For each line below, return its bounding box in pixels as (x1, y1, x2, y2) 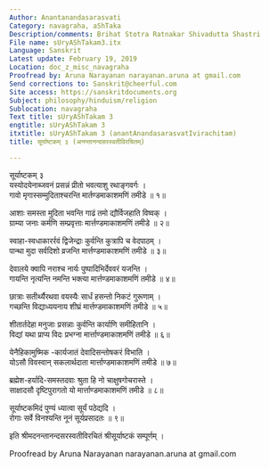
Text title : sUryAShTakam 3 (9, 112, 114, 121)
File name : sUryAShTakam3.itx (9, 37, 122, 47)
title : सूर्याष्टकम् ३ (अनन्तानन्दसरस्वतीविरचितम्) (9, 137, 145, 146)
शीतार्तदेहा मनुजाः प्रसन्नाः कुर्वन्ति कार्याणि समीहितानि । (9, 318, 156, 330)
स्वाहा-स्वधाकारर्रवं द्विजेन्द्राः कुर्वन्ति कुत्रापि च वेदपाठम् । (9, 235, 162, 246)
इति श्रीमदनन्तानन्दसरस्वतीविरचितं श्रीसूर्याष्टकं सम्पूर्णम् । (9, 430, 165, 441)
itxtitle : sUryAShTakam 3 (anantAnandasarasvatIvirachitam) (9, 129, 238, 138)
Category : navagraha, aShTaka (9, 21, 122, 30)
